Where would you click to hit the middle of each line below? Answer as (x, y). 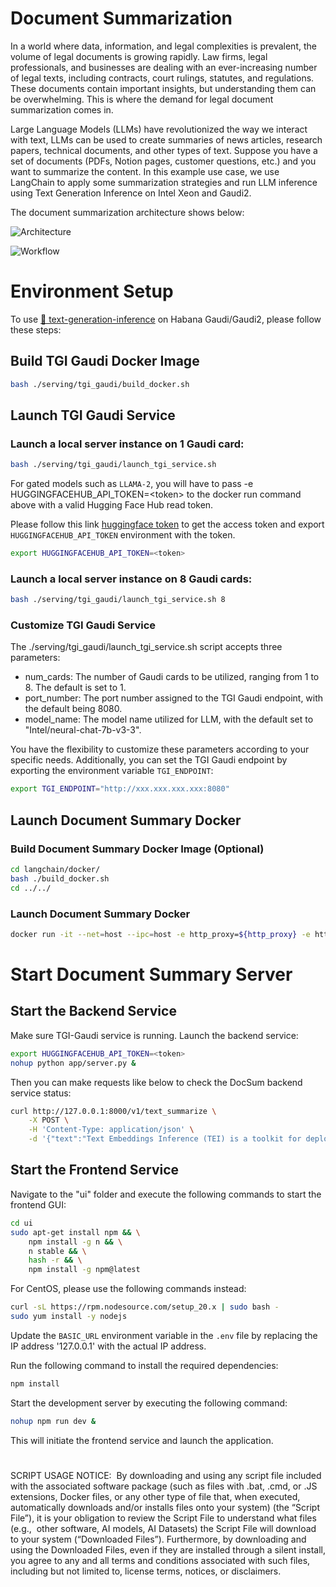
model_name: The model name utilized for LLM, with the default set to (169, 719)
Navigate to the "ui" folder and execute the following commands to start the (166, 1194)
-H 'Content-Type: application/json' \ (111, 1130)
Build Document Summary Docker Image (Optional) (137, 849)
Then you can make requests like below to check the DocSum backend (156, 1082)
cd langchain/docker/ (55, 870)
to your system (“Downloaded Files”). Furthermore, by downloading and (158, 1539)
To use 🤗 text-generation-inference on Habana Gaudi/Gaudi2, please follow (166, 319)
